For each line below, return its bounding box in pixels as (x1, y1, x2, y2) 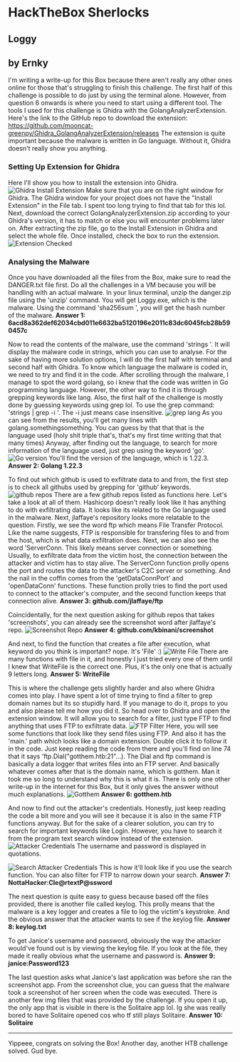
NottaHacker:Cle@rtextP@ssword (8, 878, 113, 886)
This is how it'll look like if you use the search (99, 863, 232, 871)
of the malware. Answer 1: (8, 311, 86, 319)
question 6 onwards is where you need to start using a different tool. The (8, 99, 222, 107)
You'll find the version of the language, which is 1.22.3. (48, 454, 209, 462)
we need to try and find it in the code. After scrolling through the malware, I (8, 370, 229, 379)
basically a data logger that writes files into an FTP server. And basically (8, 759, 220, 768)
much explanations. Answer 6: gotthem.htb (8, 790, 172, 798)
